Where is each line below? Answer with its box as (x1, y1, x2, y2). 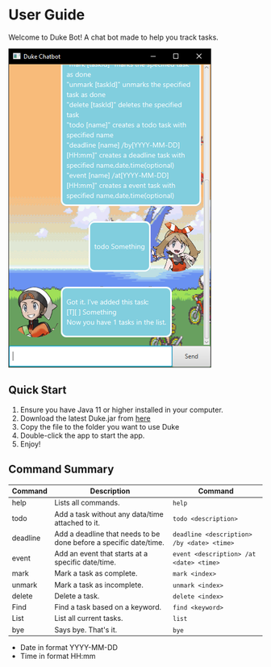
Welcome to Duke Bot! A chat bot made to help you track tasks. (8, 32, 219, 42)
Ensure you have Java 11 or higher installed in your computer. (19, 405, 223, 414)
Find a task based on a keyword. (54, 602, 161, 612)
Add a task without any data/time (54, 509, 164, 518)
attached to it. (54, 518, 101, 527)
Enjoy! (19, 438, 41, 449)
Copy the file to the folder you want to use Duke (19, 422, 180, 431)
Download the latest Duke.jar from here (19, 413, 151, 423)
